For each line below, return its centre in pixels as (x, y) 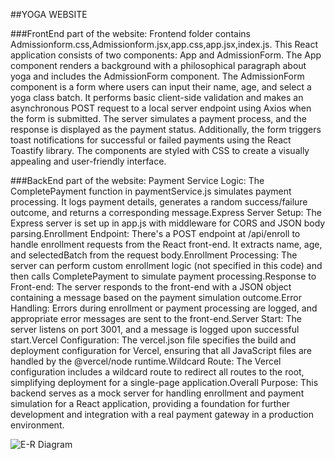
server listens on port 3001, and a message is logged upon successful (155, 329)
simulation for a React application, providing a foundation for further (150, 403)
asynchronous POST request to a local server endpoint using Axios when (161, 108)
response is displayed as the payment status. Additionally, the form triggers (166, 129)
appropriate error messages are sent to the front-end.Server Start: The (156, 318)
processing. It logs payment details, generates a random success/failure (159, 202)
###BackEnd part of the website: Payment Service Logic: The (137, 180)
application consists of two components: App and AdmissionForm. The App (166, 55)
